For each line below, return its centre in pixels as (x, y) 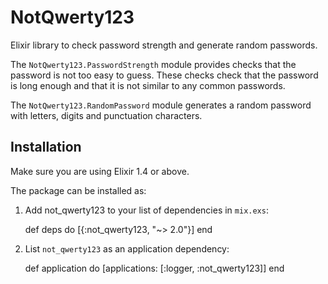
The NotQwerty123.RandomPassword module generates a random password (161, 105)
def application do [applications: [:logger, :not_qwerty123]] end (154, 268)
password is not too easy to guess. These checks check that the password (164, 75)
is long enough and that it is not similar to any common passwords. (148, 85)
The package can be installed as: (78, 190)
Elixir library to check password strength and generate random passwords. (164, 45)
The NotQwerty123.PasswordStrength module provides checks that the (153, 64)
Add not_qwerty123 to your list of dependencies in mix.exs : (146, 210)
